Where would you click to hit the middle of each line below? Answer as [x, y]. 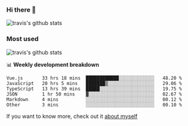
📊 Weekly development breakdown [53, 64]
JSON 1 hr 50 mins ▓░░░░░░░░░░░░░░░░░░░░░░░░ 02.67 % [94, 94]
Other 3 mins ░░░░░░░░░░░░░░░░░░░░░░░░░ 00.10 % [94, 105]
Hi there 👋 [21, 10]
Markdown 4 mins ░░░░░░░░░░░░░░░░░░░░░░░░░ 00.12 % [94, 99]
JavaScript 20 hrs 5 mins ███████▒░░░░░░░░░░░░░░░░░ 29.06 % [94, 83]
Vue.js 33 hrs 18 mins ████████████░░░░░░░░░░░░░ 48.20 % [94, 78]
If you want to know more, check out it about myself [72, 116]
